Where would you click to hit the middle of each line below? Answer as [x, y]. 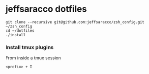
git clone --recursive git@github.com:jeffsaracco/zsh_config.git [75, 22]
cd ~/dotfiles [20, 30]
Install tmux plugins [30, 47]
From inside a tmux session [33, 58]
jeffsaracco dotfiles [46, 9]
